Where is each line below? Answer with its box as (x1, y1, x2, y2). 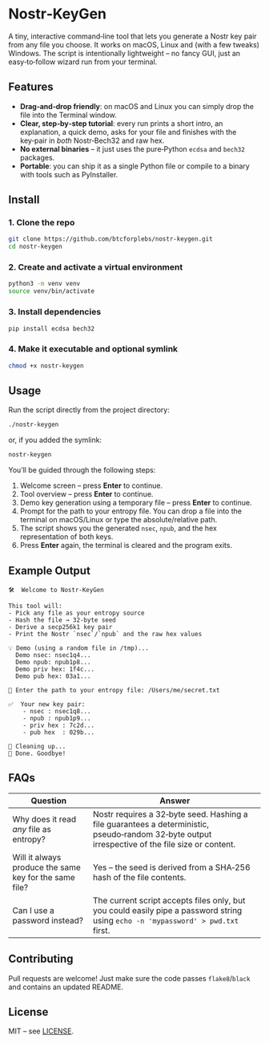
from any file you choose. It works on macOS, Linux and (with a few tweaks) (8, 39, 260, 49)
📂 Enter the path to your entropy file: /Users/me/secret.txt (8, 686, 220, 694)
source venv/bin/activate (8, 287, 94, 295)
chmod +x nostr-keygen (8, 362, 84, 370)
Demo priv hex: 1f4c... (15, 665, 94, 673)
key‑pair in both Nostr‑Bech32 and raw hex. (19, 136, 165, 145)
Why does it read (12, 814, 77, 825)
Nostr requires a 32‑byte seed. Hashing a (93, 808, 248, 819)
